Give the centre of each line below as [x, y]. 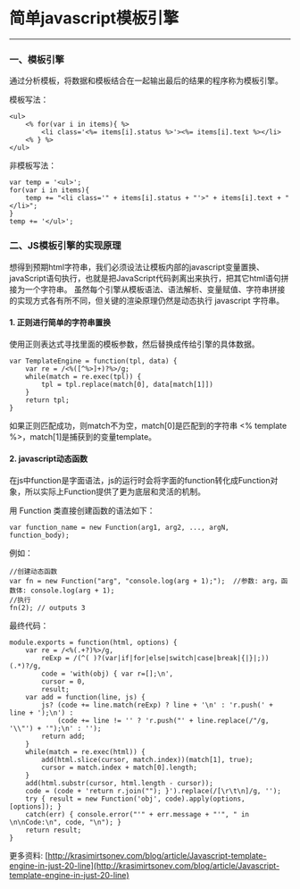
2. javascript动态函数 [49, 459]
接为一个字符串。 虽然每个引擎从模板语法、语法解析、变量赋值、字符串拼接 [147, 289]
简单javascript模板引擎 [94, 18]
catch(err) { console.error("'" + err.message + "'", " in [137, 814]
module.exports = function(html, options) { [93, 642]
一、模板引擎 [37, 59]
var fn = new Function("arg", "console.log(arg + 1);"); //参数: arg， [145, 581]
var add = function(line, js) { [85, 697]
